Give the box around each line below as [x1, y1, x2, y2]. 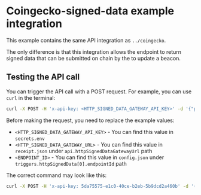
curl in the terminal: [6, 94, 56, 101]
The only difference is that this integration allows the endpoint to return [6, 48, 181, 55]
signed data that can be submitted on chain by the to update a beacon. [6, 54, 181, 62]
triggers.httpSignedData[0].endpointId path [14, 160, 127, 167]
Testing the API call [6, 72, 80, 82]
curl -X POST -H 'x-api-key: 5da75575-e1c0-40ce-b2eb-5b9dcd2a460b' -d [6, 183, 188, 189]
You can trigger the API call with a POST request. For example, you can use [6, 88, 192, 95]
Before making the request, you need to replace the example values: [6, 117, 175, 124]
